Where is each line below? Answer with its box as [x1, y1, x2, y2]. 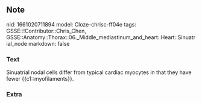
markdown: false [28, 40, 70, 47]
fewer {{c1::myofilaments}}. [6, 75, 74, 83]
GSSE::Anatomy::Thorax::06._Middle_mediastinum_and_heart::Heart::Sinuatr [6, 33, 196, 41]
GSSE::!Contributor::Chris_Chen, [6, 27, 86, 34]
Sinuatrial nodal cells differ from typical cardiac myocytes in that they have [6, 69, 192, 76]
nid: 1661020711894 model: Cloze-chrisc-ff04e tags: [6, 20, 137, 28]
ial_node [6, 40, 27, 47]
